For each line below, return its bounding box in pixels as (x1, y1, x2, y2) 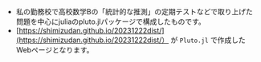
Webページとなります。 (15, 45, 94, 54)
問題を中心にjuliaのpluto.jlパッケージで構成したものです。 (15, 17, 206, 26)
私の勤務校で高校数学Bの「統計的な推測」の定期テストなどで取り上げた (15, 7, 253, 16)
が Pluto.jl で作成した (170, 35, 247, 45)
